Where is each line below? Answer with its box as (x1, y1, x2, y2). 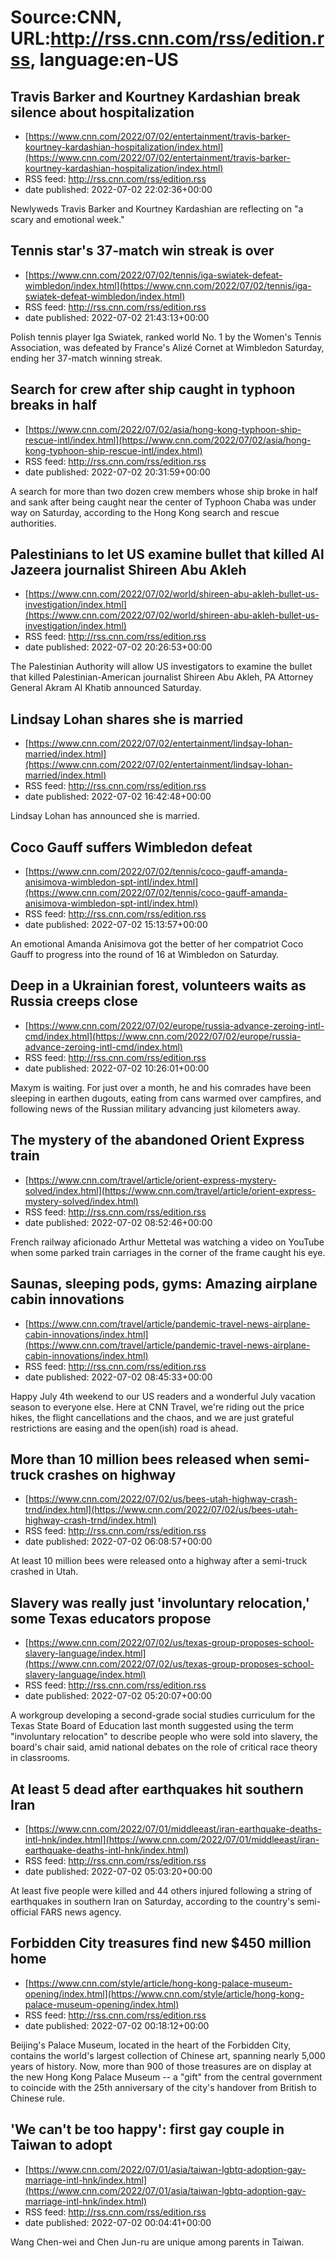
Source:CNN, (10, 6, 123, 29)
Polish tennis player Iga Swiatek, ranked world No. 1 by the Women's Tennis (10, 331, 322, 343)
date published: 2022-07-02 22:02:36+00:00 (24, 184, 213, 195)
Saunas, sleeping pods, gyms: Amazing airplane (10, 1276, 318, 1293)
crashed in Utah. (10, 1566, 79, 1578)
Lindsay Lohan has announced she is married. (10, 810, 200, 822)
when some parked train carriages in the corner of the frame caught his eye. (10, 1246, 326, 1258)
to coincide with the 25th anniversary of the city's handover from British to (10, 2081, 317, 2093)
